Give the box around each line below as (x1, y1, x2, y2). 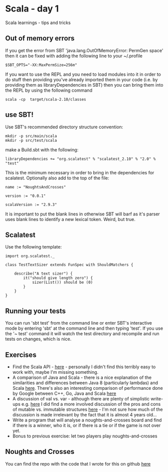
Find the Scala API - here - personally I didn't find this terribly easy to (12, 364, 156, 370)
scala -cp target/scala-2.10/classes (5, 97, 86, 102)
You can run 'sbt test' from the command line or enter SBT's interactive (5, 320, 152, 326)
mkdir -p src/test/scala (5, 138, 57, 143)
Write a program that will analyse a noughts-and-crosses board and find (12, 417, 162, 423)
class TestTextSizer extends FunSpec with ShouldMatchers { (5, 263, 134, 268)
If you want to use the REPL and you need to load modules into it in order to (5, 71, 161, 77)
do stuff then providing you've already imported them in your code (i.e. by (5, 76, 158, 83)
